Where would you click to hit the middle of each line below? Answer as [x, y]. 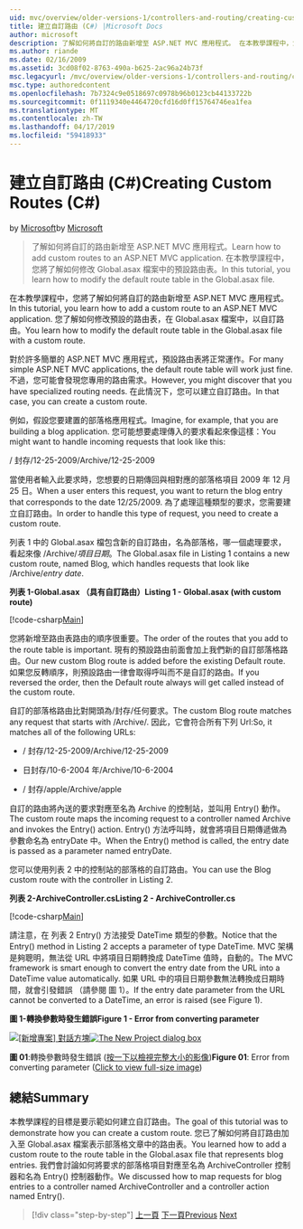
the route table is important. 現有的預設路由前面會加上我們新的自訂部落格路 [149, 649]
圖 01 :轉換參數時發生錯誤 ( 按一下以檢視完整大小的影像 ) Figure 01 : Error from [150, 1057]
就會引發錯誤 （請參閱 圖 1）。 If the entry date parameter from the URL [155, 989]
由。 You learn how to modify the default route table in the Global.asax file [146, 330]
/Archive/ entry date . [46, 573]
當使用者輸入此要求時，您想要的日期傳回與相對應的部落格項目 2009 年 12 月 [150, 479]
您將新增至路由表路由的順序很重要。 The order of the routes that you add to [149, 638]
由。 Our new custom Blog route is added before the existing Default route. [147, 660]
